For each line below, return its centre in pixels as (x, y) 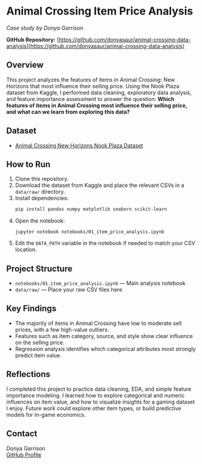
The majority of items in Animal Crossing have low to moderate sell (98, 323)
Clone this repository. (42, 179)
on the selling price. (40, 342)
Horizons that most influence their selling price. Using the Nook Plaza (93, 86)
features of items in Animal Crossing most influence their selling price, (97, 105)
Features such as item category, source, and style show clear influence (104, 336)
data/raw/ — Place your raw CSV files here (69, 290)
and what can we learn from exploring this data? (68, 112)
